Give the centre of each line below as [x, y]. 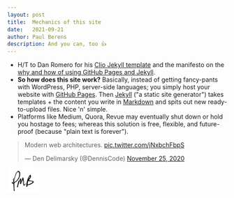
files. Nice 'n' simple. [78, 109]
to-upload [32, 109]
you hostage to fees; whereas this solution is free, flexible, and [108, 124]
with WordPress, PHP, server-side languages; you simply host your [114, 87]
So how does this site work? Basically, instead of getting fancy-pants [118, 79]
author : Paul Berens [37, 37]
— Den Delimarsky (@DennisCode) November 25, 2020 [104, 159]
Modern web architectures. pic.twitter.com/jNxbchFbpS [104, 145]
